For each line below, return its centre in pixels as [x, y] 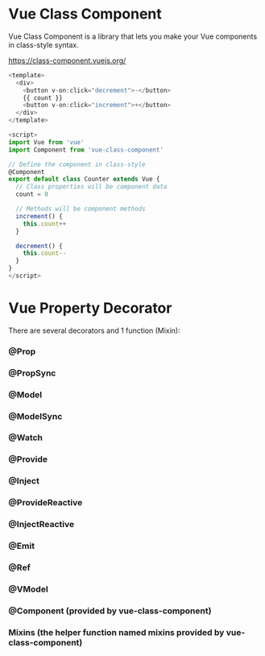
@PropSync [32, 373]
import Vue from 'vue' [46, 142]
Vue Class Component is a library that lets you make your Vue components [133, 36]
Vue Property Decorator [90, 308]
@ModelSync [35, 416]
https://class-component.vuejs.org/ [67, 60]
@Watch [25, 438]
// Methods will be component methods [81, 209]
